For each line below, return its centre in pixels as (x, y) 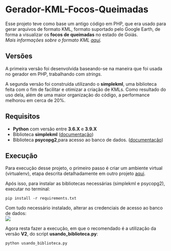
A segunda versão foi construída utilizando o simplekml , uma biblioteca (81, 84)
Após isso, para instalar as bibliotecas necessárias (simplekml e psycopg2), (85, 184)
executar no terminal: (28, 189)
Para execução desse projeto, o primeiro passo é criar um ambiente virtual (84, 168)
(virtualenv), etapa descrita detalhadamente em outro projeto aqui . (76, 173)
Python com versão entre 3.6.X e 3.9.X (55, 129)
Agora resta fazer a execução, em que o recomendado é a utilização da (81, 228)
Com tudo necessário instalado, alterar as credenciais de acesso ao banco (84, 208)
